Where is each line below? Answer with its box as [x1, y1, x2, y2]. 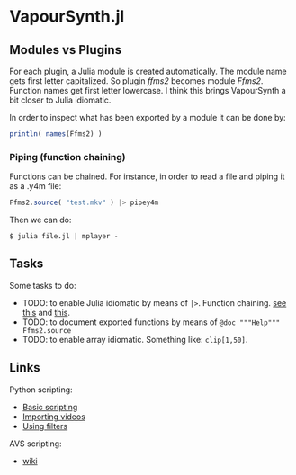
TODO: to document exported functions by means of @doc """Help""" [22, 317, 281, 327]
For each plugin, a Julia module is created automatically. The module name [9, 66, 287, 76]
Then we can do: [9, 214, 72, 226]
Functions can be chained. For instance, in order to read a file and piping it [9, 171, 285, 182]
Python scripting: [9, 384, 74, 395]
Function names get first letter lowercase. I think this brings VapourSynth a [9, 85, 286, 95]
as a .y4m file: [9, 181, 62, 192]
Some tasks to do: [9, 280, 76, 291]
